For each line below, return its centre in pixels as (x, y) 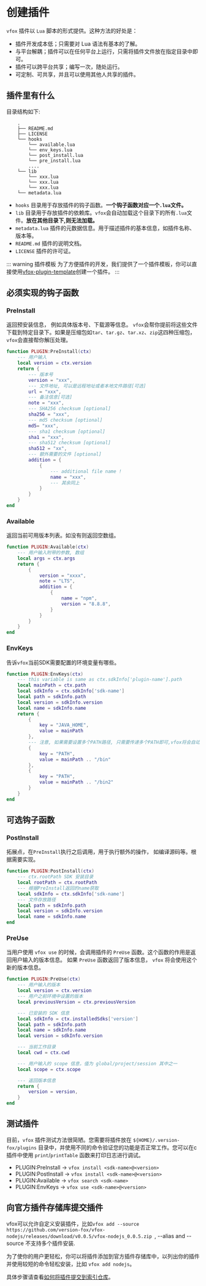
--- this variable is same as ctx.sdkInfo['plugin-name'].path (100, 680)
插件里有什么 (31, 96)
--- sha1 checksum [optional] (67, 432)
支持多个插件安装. (53, 1243)
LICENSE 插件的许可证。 (44, 251)
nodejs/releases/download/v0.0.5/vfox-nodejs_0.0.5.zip (79, 1236)
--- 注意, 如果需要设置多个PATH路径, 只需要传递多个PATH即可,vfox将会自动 (114, 742)
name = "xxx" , (68, 477)
